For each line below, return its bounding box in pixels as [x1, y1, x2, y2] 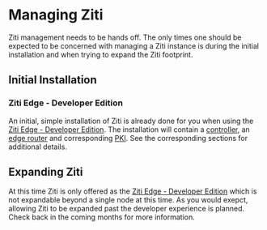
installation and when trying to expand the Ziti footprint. [8, 49, 193, 59]
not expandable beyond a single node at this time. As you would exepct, [8, 195, 248, 205]
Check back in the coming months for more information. [8, 212, 196, 222]
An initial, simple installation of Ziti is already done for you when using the [8, 116, 254, 126]
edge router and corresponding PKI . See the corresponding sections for [8, 133, 248, 143]
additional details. [8, 142, 67, 151]
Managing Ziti [8, 6, 104, 24]
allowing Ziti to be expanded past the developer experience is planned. [8, 204, 245, 214]
